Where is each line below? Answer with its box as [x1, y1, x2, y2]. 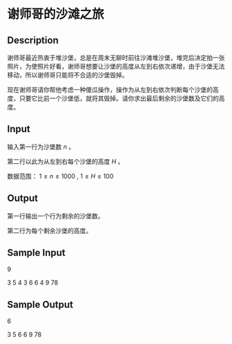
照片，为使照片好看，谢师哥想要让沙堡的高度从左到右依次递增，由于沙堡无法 [7, 62, 225, 70]
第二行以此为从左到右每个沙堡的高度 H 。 [7, 157, 124, 165]
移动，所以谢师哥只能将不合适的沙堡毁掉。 [7, 71, 128, 79]
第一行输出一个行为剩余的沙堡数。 [7, 212, 104, 220]
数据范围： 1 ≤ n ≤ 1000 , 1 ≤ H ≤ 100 [7, 172, 114, 180]
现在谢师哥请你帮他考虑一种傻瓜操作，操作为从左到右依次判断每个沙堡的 [7, 86, 213, 93]
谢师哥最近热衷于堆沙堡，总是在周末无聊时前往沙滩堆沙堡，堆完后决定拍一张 [7, 53, 225, 62]
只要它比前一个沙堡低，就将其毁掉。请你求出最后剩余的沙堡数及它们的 [19, 94, 219, 102]
